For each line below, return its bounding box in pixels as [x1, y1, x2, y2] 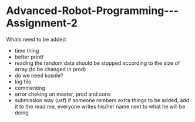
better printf [14, 53, 44, 60]
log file [14, 78, 32, 85]
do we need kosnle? [14, 72, 63, 79]
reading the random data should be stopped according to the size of [14, 60, 180, 67]
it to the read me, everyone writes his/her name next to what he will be [14, 103, 186, 110]
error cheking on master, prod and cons [14, 90, 111, 97]
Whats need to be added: [6, 36, 68, 43]
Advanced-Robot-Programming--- [6, 4, 179, 18]
